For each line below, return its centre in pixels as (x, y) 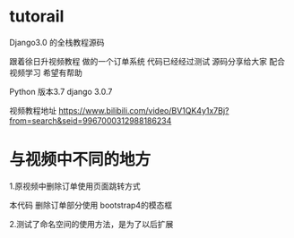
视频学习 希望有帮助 (46, 72)
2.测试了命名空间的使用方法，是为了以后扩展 (91, 224)
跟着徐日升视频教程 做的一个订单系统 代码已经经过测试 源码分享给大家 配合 (147, 61)
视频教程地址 (33, 110)
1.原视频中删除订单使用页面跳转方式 (75, 186)
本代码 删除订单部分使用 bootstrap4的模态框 (91, 205)
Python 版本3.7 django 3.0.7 (61, 91)
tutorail (37, 17)
